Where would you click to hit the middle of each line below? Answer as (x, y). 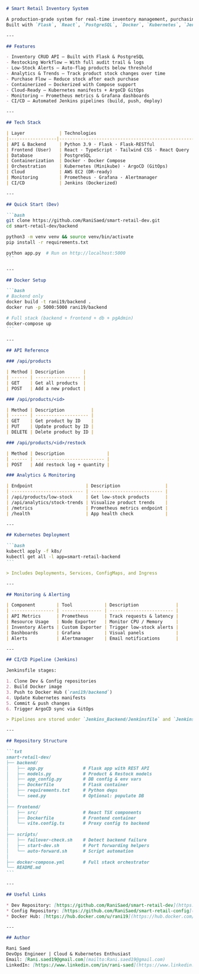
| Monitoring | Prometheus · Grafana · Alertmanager (82, 178)
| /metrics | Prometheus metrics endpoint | (87, 508)
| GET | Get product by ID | (50, 421)
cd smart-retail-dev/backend (42, 226)
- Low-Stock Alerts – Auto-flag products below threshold (79, 68)
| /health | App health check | (87, 514)
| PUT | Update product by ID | (50, 427)
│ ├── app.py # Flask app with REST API (78, 768)
